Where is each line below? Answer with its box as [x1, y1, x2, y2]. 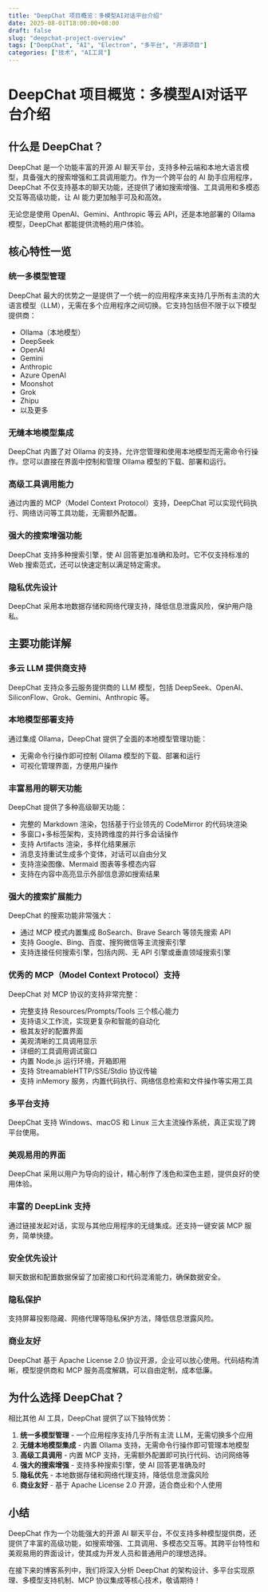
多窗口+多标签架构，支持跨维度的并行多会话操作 [19, 829, 179, 839]
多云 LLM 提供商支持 [8, 663, 87, 674]
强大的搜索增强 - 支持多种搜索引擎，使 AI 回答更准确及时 [19, 1460, 206, 1470]
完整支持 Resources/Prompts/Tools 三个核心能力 [19, 1006, 179, 1016]
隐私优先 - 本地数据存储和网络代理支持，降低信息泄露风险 [19, 1470, 210, 1480]
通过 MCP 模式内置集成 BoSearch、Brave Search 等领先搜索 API [19, 927, 231, 938]
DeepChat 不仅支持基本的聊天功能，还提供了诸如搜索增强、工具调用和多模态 [8, 183, 260, 192]
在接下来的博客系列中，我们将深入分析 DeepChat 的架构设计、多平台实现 [8, 1566, 248, 1575]
